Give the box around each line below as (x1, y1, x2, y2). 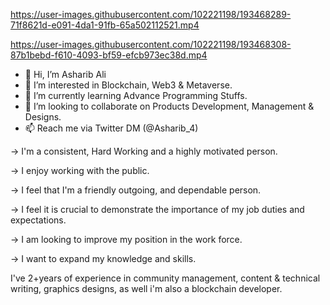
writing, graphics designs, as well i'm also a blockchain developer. (10, 283, 283, 294)
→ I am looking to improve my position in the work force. (10, 234, 243, 245)
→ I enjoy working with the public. (10, 165, 150, 176)
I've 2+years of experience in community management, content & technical (10, 272, 321, 284)
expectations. (10, 214, 67, 226)
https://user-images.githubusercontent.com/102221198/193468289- (10, 9, 292, 20)
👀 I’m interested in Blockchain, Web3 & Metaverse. (24, 79, 233, 91)
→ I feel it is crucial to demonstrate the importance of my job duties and (10, 204, 305, 215)
